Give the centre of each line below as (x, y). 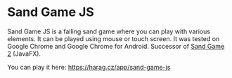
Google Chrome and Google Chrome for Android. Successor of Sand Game (116, 46)
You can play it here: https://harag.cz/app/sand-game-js (89, 67)
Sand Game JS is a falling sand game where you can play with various (109, 31)
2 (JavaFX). (24, 54)
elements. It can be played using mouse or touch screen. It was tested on (114, 38)
